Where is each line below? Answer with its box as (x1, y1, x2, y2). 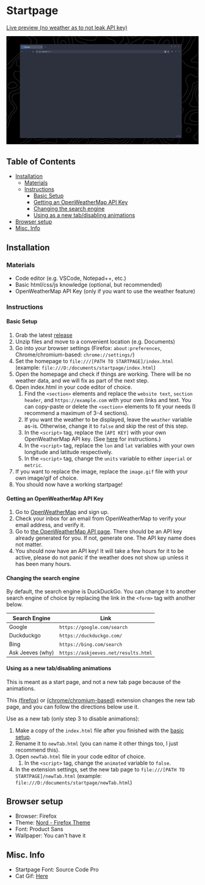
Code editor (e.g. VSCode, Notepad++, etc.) (15, 274, 126, 282)
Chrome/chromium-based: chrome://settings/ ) (15, 351, 135, 358)
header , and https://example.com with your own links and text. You (24, 397, 192, 404)
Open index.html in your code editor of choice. (15, 383, 132, 391)
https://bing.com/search (59, 641, 123, 648)
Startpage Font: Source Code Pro (15, 866, 99, 873)
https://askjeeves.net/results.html (59, 650, 153, 656)
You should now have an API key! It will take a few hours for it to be (15, 548, 184, 555)
